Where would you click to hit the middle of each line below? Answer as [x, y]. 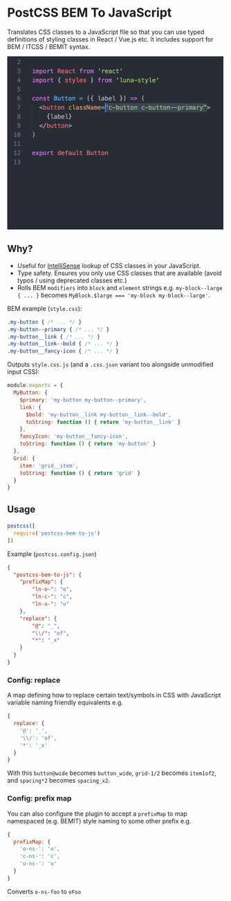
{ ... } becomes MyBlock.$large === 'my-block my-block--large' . [113, 295]
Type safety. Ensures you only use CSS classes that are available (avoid [120, 273]
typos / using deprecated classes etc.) [72, 280]
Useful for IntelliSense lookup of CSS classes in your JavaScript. [109, 265]
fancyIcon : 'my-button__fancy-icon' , [74, 437]
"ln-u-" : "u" [51, 604]
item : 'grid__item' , [49, 465]
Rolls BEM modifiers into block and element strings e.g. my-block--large [120, 287]
